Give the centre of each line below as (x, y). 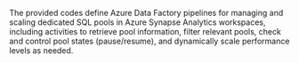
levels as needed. (41, 51)
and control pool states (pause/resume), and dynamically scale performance (149, 41)
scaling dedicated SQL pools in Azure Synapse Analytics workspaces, (137, 22)
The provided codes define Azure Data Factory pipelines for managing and (146, 13)
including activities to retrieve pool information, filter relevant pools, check (145, 31)
